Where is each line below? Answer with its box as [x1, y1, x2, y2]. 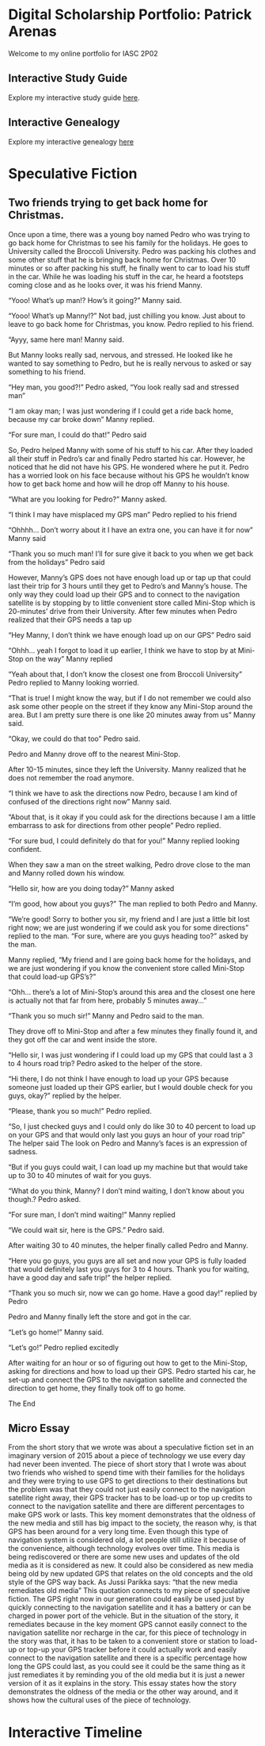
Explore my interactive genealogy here [8, 136, 134, 146]
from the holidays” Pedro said [8, 557, 105, 566]
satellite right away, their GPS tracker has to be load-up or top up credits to [8, 1493, 253, 1502]
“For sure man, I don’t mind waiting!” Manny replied [8, 1210, 176, 1219]
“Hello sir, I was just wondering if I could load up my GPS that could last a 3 [8, 1050, 253, 1060]
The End [8, 1399, 36, 1408]
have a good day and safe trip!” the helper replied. [8, 1272, 172, 1282]
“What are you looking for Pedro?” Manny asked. [8, 494, 168, 504]
